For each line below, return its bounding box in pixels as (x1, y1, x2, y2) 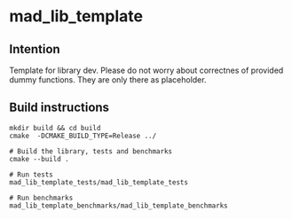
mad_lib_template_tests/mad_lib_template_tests (9, 177, 189, 187)
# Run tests (9, 170, 53, 179)
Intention (9, 42, 60, 57)
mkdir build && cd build (9, 123, 101, 132)
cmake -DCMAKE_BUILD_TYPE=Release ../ (9, 131, 157, 140)
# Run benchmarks (9, 193, 74, 202)
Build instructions (9, 100, 109, 115)
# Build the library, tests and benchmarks (9, 146, 173, 156)
